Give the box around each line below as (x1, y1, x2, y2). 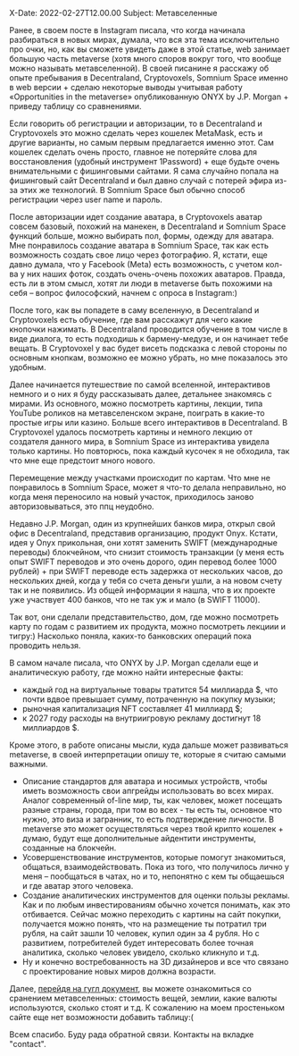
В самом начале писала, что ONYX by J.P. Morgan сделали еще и (9, 657, 259, 668)
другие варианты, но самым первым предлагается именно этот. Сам (9, 138, 275, 148)
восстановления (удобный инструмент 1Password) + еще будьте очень (9, 156, 280, 166)
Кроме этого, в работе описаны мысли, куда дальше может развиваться (9, 739, 288, 750)
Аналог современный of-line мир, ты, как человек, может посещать (21, 795, 283, 806)
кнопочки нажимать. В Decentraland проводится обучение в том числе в (9, 324, 288, 334)
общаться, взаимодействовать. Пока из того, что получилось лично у (21, 862, 290, 872)
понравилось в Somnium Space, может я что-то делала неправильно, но (9, 482, 287, 493)
